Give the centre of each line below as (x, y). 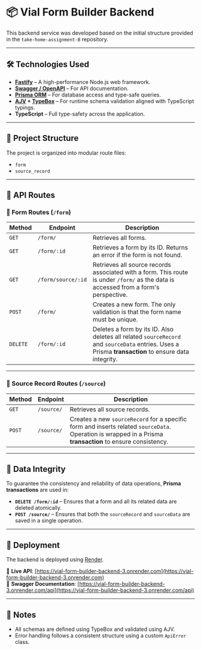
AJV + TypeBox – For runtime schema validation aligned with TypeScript (104, 101)
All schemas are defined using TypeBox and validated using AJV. (95, 629)
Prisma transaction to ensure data (141, 352)
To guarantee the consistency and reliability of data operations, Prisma (94, 483)
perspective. (110, 295)
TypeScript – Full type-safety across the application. (80, 114)
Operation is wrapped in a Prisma (116, 434)
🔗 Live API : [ (22, 571)
